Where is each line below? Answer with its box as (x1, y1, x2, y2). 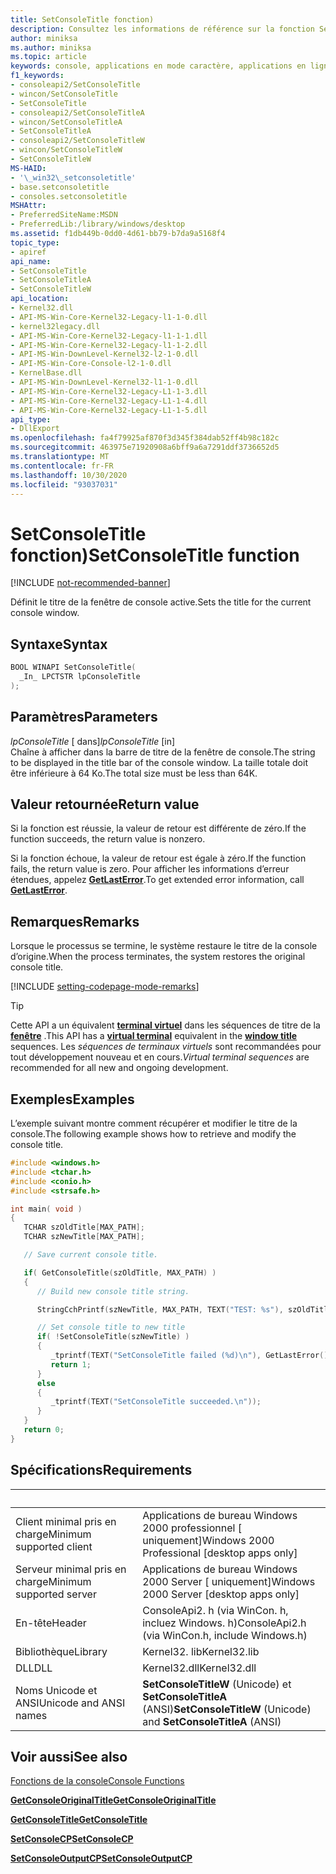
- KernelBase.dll (10, 368, 83, 378)
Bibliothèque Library (15, 1644, 108, 1658)
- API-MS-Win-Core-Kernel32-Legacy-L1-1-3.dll (10, 386, 208, 396)
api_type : (10, 414, 52, 425)
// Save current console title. (23, 1250, 159, 1260)
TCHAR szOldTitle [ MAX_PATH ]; (23, 1222, 145, 1233)
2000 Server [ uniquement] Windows (142, 1574, 316, 1588)
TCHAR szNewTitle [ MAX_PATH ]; (23, 1232, 145, 1242)
